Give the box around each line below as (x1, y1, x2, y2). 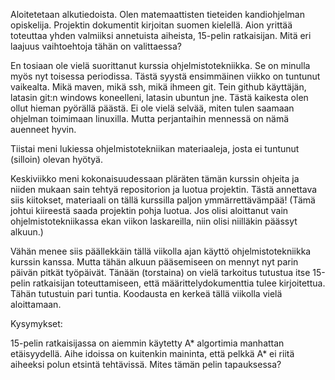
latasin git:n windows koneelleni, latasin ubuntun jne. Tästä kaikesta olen (10, 92, 309, 103)
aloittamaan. (10, 299, 62, 310)
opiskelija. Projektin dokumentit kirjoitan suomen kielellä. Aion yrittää (10, 19, 293, 31)
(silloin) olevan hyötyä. (10, 154, 103, 165)
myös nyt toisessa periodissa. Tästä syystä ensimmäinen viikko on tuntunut (10, 70, 321, 82)
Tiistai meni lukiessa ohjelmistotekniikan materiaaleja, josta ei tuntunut (10, 143, 300, 154)
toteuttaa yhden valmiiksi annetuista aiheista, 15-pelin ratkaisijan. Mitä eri (10, 30, 312, 41)
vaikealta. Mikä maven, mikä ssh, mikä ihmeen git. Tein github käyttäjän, (10, 81, 307, 93)
